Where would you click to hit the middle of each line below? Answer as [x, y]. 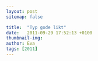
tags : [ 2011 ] [22, 49]
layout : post [22, 11]
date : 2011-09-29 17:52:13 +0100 [49, 33]
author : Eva [20, 44]
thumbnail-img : [24, 38]
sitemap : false [24, 17]
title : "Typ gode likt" [36, 27]
